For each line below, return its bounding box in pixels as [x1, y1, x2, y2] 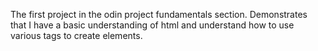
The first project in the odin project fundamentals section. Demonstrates [10, 9, 308, 20]
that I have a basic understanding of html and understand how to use [10, 19, 295, 31]
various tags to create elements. [10, 30, 143, 41]
